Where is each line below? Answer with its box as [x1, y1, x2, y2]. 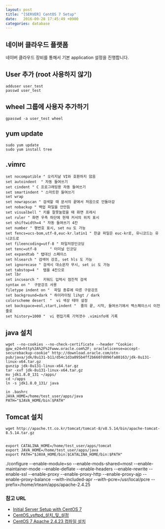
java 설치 [5, 329, 33, 337]
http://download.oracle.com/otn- [52, 351, 121, 356]
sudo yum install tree [5, 147, 52, 152]
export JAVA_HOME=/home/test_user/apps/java [5, 448, 99, 453]
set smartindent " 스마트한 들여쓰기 [5, 190, 75, 195]
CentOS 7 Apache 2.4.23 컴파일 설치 [12, 519, 86, 525]
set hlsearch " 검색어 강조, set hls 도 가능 [5, 257, 93, 262]
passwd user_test [5, 88, 41, 93]
